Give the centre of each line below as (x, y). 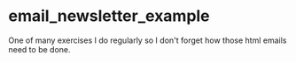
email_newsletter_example (109, 16)
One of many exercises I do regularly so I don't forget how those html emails (148, 40)
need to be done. (39, 49)
